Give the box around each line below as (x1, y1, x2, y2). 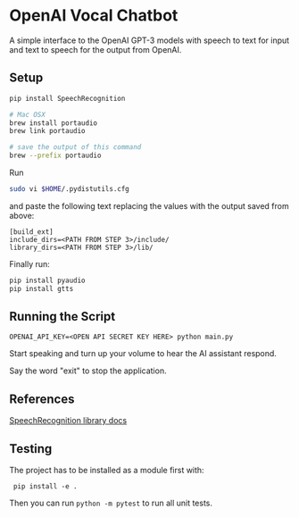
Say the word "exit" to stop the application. (9, 365, 167, 376)
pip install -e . (12, 482, 78, 491)
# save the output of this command (9, 143, 142, 152)
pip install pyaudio (9, 276, 87, 285)
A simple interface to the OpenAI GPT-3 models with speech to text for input (9, 35, 290, 46)
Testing (9, 441, 53, 456)
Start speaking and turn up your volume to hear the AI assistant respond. (9, 348, 277, 359)
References (9, 391, 75, 406)
